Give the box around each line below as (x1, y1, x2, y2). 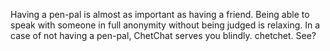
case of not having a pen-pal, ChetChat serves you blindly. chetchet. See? (10, 30, 317, 41)
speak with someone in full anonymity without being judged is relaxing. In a (10, 19, 321, 31)
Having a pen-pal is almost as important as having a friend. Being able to (10, 9, 310, 20)
